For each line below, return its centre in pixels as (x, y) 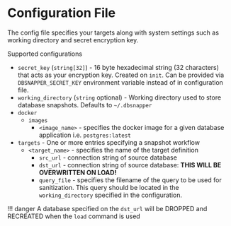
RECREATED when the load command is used (74, 216)
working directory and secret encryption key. (73, 40)
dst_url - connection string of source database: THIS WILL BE (130, 165)
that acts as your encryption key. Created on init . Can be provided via (121, 75)
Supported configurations (45, 54)
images (38, 120)
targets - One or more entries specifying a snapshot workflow (109, 142)
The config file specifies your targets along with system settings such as (113, 32)
